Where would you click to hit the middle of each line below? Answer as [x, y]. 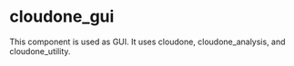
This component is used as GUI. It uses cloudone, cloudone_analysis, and [147, 42]
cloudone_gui [62, 17]
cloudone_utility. [40, 51]
